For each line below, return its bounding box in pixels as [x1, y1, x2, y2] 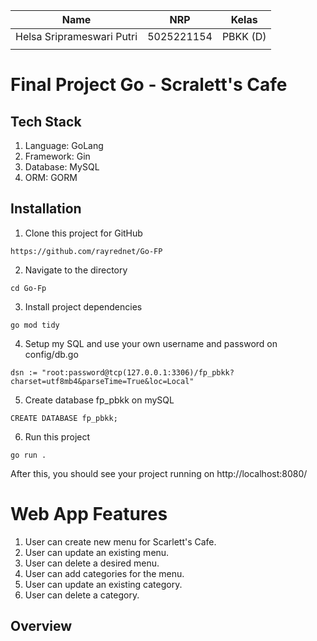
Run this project [24, 430, 91, 443]
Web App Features [10, 503, 168, 525]
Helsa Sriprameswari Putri [15, 30, 138, 43]
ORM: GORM [24, 172, 78, 183]
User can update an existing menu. [24, 546, 170, 558]
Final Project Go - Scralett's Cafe [10, 74, 288, 96]
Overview [10, 618, 73, 635]
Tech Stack [10, 113, 82, 130]
